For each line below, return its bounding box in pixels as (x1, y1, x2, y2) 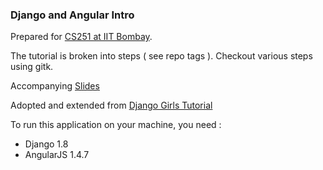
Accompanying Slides (10, 80, 100, 92)
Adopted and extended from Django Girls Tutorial (10, 99, 213, 112)
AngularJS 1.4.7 (24, 149, 90, 161)
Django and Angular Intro (10, 8, 135, 22)
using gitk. (10, 61, 54, 73)
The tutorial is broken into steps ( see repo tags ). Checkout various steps (10, 50, 313, 62)
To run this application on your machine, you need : (10, 119, 222, 131)
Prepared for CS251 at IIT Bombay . (10, 31, 153, 43)
